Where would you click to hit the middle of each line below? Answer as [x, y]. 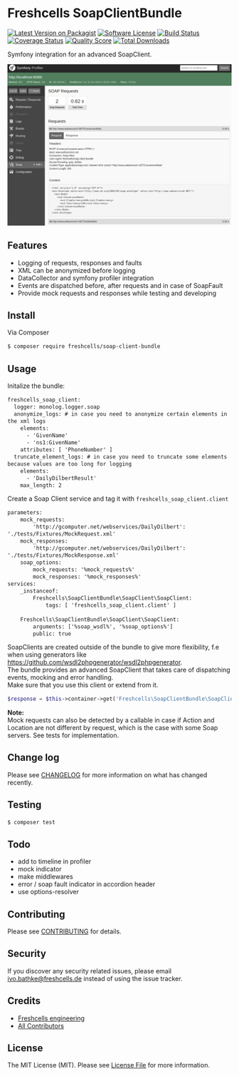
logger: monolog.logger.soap [57, 407]
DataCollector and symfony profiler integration [86, 278]
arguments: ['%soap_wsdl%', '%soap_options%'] [103, 627]
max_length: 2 [41, 486]
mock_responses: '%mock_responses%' [87, 577]
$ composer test [31, 822]
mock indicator [39, 869]
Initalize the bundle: [36, 386]
